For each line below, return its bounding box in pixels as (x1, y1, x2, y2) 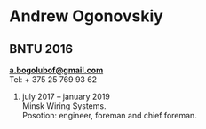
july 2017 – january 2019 (21, 91, 111, 102)
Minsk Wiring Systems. (21, 101, 107, 111)
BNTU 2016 (9, 42, 74, 57)
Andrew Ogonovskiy (9, 6, 164, 27)
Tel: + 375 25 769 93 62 (9, 74, 98, 85)
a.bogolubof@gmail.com (9, 64, 104, 75)
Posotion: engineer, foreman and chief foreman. (21, 110, 197, 120)
